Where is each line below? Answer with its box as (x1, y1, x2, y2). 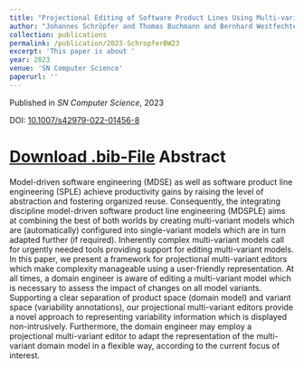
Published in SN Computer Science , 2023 (9, 97, 165, 108)
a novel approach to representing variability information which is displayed (9, 311, 288, 322)
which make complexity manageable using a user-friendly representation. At (9, 263, 294, 274)
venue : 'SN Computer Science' (9, 64, 124, 73)
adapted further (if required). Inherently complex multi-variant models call (9, 234, 285, 245)
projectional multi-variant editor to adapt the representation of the (9, 330, 255, 341)
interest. (9, 350, 41, 361)
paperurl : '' (9, 73, 59, 82)
